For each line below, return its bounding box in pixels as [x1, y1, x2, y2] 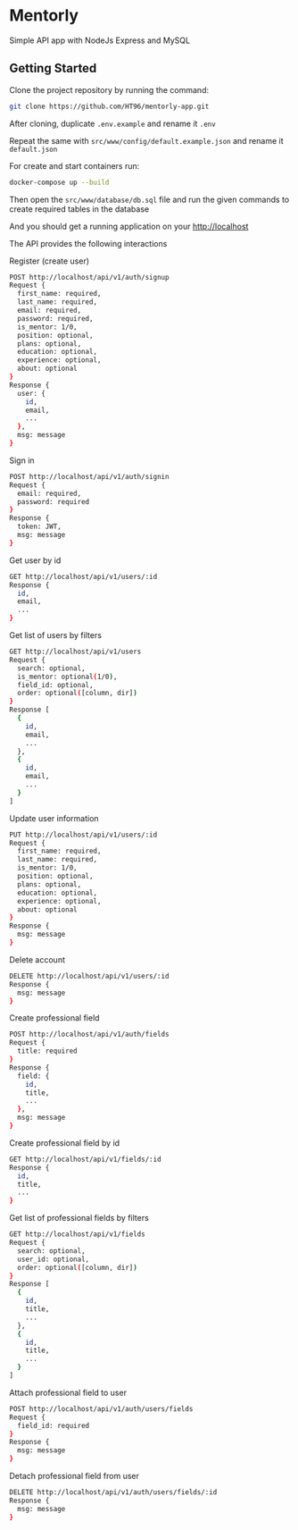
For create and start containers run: [9, 160, 140, 171]
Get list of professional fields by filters [9, 1213, 149, 1223]
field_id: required [17, 1421, 90, 1430]
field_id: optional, [17, 680, 94, 689]
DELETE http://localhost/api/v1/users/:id [9, 971, 170, 980]
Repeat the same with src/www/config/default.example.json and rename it [9, 135, 284, 146]
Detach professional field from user [9, 1471, 140, 1481]
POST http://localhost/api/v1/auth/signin [9, 472, 170, 481]
